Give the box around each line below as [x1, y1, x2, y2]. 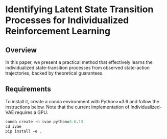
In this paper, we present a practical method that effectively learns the [5, 59, 153, 65]
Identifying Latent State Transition [5, 4, 154, 15]
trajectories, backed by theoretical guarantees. [5, 70, 104, 76]
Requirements [5, 85, 51, 94]
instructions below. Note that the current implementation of [5, 104, 130, 110]
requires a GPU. [15, 109, 49, 115]
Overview [5, 45, 37, 54]
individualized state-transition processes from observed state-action [5, 65, 150, 71]
